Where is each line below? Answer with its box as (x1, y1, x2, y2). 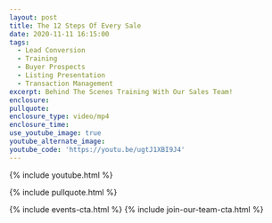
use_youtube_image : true (9, 129, 102, 138)
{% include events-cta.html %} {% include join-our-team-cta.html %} (9, 203, 264, 214)
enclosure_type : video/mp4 (9, 112, 110, 121)
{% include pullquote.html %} (9, 187, 118, 197)
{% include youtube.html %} (9, 170, 113, 180)
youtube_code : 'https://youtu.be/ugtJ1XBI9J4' (9, 145, 185, 154)
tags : (9, 37, 29, 47)
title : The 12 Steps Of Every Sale (9, 21, 142, 30)
